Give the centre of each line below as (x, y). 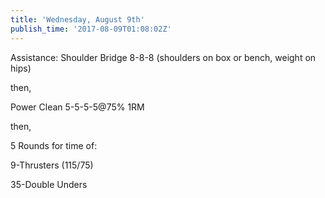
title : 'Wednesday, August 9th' (77, 19)
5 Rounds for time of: (54, 145)
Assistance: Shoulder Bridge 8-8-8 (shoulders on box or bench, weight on (163, 57)
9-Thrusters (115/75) (52, 165)
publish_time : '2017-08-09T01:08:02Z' (91, 29)
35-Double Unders (49, 184)
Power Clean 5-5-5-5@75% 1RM (77, 107)
